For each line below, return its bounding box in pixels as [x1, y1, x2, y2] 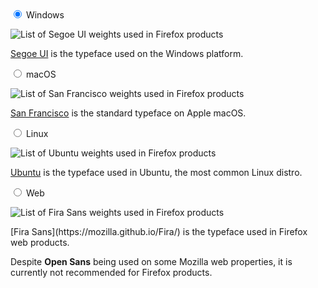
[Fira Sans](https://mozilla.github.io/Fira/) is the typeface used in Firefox [10, 226, 308, 237]
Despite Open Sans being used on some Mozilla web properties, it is [10, 256, 293, 267]
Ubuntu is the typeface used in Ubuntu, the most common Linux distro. [10, 167, 303, 178]
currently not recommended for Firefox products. [10, 267, 213, 278]
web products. [10, 237, 70, 248]
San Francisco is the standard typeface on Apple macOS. [10, 107, 247, 119]
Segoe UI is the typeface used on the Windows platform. [10, 48, 244, 59]
